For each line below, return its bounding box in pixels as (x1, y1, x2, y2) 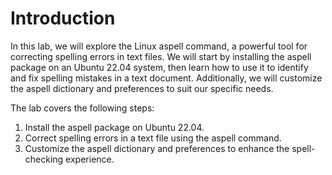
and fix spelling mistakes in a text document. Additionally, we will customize (10, 72, 323, 84)
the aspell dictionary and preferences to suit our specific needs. (10, 82, 274, 94)
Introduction (10, 7, 116, 30)
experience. (65, 153, 115, 165)
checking (24, 153, 64, 165)
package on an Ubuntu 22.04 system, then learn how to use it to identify (10, 61, 309, 73)
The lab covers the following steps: (10, 102, 155, 114)
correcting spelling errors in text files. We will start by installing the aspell (10, 50, 312, 62)
